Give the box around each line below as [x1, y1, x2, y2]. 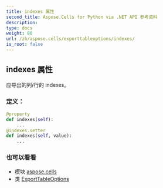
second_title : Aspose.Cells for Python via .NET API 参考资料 [6, 14, 158, 20]
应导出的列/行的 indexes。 [6, 81, 69, 88]
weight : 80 [6, 31, 33, 36]
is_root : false [6, 42, 43, 48]
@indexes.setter [6, 127, 46, 133]
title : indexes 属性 [6, 8, 55, 15]
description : [6, 19, 38, 25]
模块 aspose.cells [14, 168, 57, 175]
